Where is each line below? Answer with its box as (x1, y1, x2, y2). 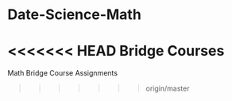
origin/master (145, 84, 190, 93)
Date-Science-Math (7, 6, 142, 24)
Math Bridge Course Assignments (7, 68, 118, 78)
